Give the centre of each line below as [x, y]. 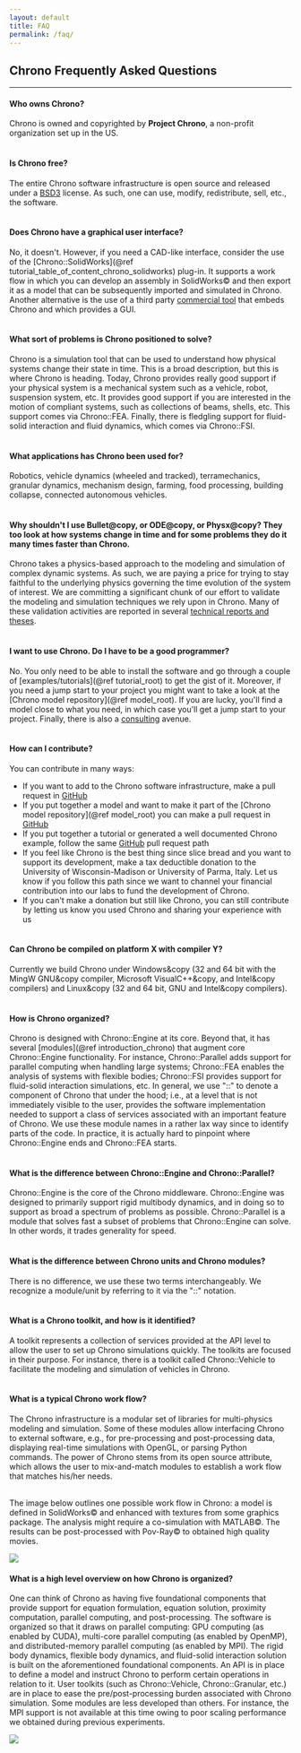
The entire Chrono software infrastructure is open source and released [140, 183]
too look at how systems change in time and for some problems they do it [148, 534]
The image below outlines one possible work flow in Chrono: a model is [141, 1503]
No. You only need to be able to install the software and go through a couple [150, 671]
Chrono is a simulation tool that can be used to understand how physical [142, 359]
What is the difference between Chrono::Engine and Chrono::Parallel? [142, 1173]
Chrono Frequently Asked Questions [113, 70]
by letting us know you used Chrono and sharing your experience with [152, 910]
